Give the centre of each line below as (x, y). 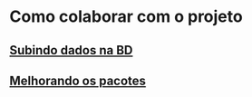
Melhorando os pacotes (78, 80)
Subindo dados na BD (71, 50)
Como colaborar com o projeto (126, 17)
